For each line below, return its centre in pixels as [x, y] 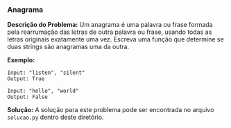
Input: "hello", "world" [43, 91]
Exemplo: [21, 60]
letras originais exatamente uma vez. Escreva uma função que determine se [115, 39]
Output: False [28, 97]
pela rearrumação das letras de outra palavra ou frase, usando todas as [110, 32]
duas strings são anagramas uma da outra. [68, 47]
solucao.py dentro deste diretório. [55, 117]
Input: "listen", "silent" [46, 73]
